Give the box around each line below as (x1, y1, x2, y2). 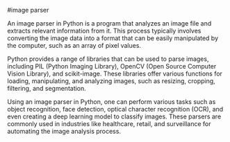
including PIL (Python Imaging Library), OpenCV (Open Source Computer (7, 62, 217, 70)
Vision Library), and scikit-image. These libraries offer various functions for (7, 69, 222, 78)
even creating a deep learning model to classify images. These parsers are (7, 112, 222, 121)
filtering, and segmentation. (7, 85, 87, 92)
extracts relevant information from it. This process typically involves (7, 27, 202, 35)
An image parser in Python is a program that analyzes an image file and (7, 19, 212, 27)
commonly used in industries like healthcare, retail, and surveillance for (7, 120, 211, 127)
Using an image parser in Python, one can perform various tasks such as (7, 98, 216, 106)
